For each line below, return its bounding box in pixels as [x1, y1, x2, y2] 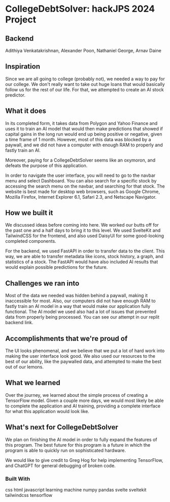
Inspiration [5, 62, 41, 71]
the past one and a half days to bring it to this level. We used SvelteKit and [5, 227, 161, 234]
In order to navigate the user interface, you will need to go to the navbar [5, 172, 156, 178]
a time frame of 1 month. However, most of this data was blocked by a [5, 136, 151, 142]
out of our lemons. [5, 364, 44, 370]
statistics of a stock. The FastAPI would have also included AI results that [5, 259, 158, 265]
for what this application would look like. [5, 408, 90, 414]
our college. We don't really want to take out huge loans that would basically [5, 81, 165, 87]
